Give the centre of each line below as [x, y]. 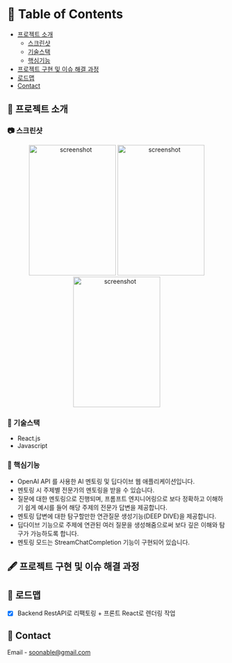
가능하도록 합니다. [55, 534]
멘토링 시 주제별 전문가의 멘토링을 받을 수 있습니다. [86, 490]
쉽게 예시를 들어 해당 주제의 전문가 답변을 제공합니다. [96, 508]
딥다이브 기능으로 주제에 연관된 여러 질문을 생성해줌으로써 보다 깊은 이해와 [117, 525]
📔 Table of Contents [65, 14]
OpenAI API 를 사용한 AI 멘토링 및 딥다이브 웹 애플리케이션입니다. [106, 481]
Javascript [32, 445]
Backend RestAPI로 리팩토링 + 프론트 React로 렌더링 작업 [96, 613]
